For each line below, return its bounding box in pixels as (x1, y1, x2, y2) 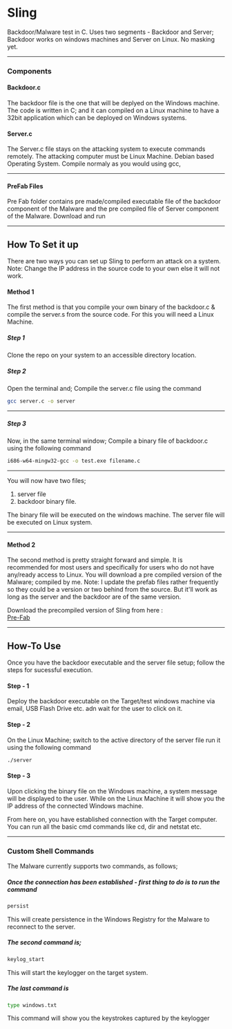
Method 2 (7, 540, 36, 549)
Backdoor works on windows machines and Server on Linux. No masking (7, 35, 215, 43)
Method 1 (7, 288, 35, 296)
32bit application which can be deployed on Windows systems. (7, 114, 187, 122)
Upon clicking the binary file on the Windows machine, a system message (7, 786, 217, 795)
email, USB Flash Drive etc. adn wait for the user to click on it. (7, 705, 183, 713)
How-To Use (7, 640, 61, 652)
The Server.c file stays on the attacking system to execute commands (7, 145, 206, 153)
